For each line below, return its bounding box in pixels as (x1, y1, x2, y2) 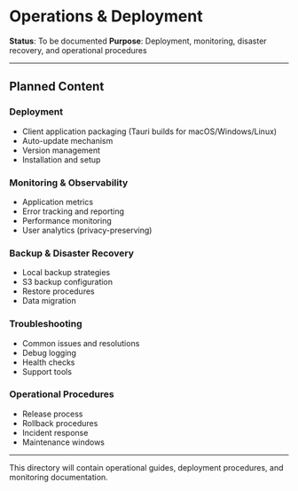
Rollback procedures (21, 417, 98, 428)
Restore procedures (21, 286, 95, 297)
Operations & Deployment (9, 6, 203, 27)
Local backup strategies (21, 267, 111, 278)
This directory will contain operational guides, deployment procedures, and (9, 462, 284, 472)
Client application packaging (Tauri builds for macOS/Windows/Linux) (21, 126, 278, 137)
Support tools (21, 366, 73, 376)
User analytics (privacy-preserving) (21, 225, 153, 235)
